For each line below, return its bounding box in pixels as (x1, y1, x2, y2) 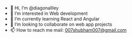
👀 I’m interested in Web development (10, 10, 88, 16)
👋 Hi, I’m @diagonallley (10, 5, 59, 11)
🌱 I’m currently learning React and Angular (10, 16, 100, 22)
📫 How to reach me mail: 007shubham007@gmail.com (10, 27, 127, 33)
